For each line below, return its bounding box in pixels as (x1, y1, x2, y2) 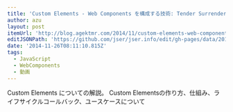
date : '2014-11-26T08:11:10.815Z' (7, 42, 107, 49)
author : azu (7, 17, 42, 24)
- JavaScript (13, 56, 51, 63)
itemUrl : (7, 29, 33, 37)
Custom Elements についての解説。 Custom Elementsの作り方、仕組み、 (7, 88, 214, 97)
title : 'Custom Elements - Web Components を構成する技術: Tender (7, 10, 196, 17)
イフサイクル (7, 97, 44, 105)
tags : (7, 49, 23, 56)
